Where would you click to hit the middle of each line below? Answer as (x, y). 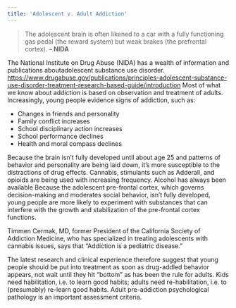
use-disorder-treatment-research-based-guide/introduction (94, 85)
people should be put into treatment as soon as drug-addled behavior (108, 267)
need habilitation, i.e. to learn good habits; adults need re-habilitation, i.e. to (117, 282)
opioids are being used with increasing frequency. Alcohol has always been (117, 180)
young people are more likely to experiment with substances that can (107, 202)
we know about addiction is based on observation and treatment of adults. (115, 92)
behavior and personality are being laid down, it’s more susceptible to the (114, 165)
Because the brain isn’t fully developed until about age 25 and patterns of (114, 157)
